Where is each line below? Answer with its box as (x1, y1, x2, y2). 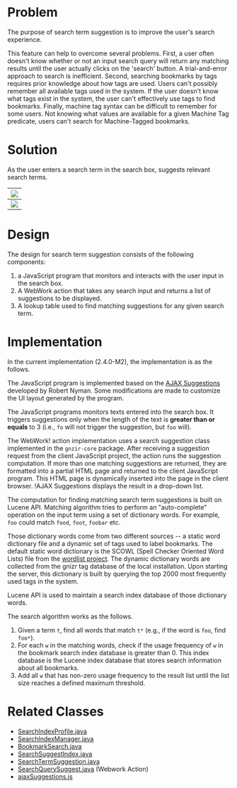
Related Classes (7, 704, 104, 719)
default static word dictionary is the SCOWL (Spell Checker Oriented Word (7, 547, 224, 555)
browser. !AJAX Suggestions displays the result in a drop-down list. (7, 481, 204, 490)
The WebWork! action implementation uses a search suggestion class (7, 436, 210, 444)
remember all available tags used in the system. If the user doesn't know (7, 87, 219, 95)
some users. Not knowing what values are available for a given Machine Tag (7, 109, 229, 118)
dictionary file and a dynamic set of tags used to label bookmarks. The (7, 539, 214, 547)
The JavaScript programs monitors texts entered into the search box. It (7, 407, 214, 416)
